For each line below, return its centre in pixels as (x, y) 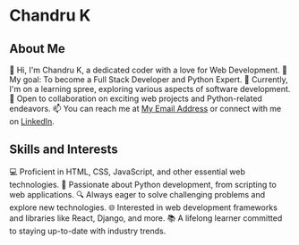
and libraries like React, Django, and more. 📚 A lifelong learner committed (146, 218)
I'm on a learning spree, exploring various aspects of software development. (150, 89)
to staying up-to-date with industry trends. (88, 231)
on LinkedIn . (32, 121)
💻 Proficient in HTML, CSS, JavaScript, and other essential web (128, 172)
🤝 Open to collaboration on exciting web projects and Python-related (136, 98)
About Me (37, 49)
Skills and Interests (64, 150)
